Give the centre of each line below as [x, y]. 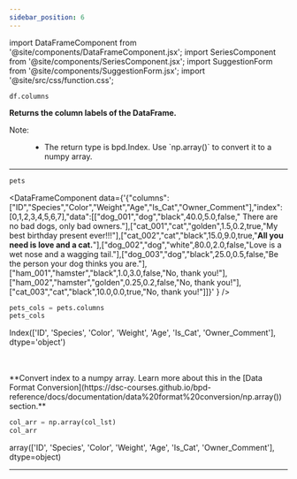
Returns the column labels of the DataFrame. [93, 112]
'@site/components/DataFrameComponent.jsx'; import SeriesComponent [143, 52]
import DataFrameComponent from [73, 42]
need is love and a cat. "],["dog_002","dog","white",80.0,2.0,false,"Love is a [145, 245]
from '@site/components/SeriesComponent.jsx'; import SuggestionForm [141, 61]
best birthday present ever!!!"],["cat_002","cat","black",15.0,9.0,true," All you [147, 235]
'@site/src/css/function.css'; [62, 80]
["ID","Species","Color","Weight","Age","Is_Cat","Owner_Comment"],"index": [146, 207]
